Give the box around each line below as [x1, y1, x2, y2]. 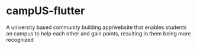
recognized [6, 36, 34, 43]
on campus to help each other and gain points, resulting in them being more [6, 30, 191, 37]
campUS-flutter [6, 4, 85, 18]
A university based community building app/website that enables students [6, 24, 187, 31]
